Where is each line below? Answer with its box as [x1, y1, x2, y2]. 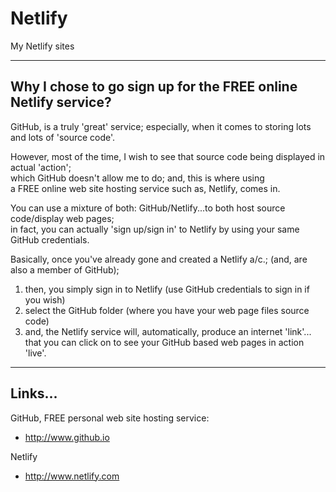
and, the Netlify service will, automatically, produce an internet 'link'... [24, 325, 312, 337]
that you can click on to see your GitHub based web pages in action [24, 336, 305, 348]
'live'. [24, 347, 47, 359]
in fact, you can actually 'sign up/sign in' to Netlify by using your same [10, 223, 300, 235]
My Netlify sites [10, 40, 75, 52]
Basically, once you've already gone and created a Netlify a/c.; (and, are [10, 253, 308, 265]
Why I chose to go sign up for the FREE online [10, 78, 298, 96]
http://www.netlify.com [24, 470, 120, 482]
